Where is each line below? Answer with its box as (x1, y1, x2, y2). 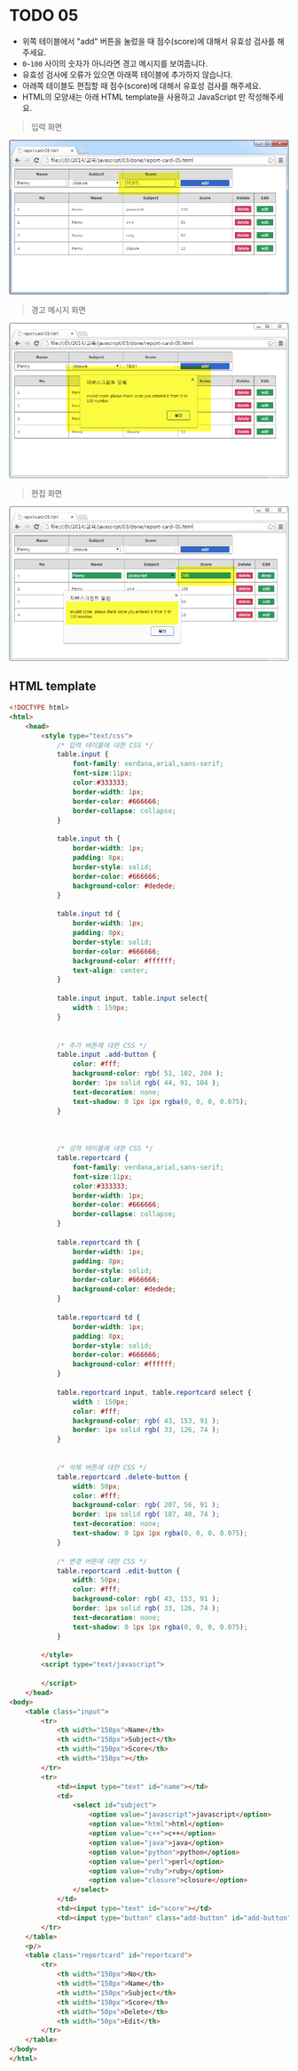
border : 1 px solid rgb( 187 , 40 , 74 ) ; (72, 1510, 220, 1519)
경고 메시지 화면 (30, 304, 86, 316)
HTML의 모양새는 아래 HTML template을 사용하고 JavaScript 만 (21, 91, 247, 102)
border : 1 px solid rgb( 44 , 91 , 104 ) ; (72, 1078, 220, 1088)
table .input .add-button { (56, 1051, 157, 1060)
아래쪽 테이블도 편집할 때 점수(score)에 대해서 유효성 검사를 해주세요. (21, 80, 262, 91)
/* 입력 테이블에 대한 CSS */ (56, 740, 153, 750)
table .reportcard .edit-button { (56, 1567, 180, 1575)
